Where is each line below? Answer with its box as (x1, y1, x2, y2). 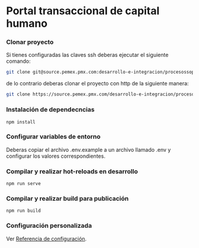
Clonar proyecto (6, 38, 54, 46)
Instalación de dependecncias (6, 106, 95, 114)
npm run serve (6, 181, 41, 187)
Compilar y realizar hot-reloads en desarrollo (6, 167, 138, 176)
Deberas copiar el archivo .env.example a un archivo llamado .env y (6, 146, 171, 153)
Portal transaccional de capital (6, 4, 160, 18)
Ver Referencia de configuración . (6, 235, 87, 242)
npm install (6, 119, 36, 125)
